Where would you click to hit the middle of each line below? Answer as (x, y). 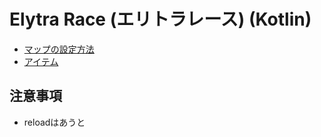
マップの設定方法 (59, 49)
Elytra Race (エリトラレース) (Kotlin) (160, 19)
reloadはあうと (54, 122)
